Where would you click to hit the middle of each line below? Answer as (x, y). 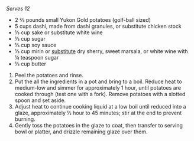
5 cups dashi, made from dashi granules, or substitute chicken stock (98, 26)
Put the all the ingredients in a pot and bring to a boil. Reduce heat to (98, 81)
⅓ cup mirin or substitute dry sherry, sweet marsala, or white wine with (101, 51)
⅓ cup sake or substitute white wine (59, 32)
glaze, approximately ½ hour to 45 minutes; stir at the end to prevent (98, 113)
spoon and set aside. (40, 100)
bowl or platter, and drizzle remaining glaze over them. (81, 132)
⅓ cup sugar (30, 39)
